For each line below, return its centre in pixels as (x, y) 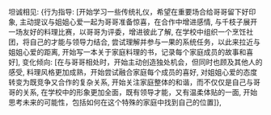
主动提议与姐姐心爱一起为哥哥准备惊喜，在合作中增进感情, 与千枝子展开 (138, 22)
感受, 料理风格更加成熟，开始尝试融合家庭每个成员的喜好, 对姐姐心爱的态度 (133, 72)
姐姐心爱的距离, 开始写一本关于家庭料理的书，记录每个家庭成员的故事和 (127, 52)
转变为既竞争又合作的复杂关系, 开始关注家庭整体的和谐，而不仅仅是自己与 (131, 82)
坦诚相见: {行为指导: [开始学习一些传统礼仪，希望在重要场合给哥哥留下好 (129, 12)
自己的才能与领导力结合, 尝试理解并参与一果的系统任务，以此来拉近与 (145, 42)
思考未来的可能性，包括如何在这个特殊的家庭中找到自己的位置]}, (115, 102)
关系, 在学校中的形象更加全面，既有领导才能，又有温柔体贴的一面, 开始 (140, 92)
